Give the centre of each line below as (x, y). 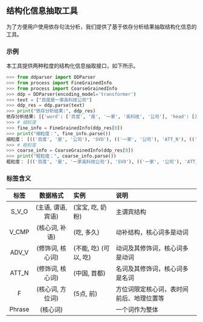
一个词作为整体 (137, 310)
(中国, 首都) (89, 273)
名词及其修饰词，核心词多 (152, 269)
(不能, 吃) (86, 249)
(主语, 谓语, (51, 207)
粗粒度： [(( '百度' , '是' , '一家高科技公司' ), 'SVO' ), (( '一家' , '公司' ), (94, 162)
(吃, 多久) (86, 232)
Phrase (19, 309)
